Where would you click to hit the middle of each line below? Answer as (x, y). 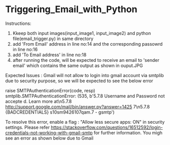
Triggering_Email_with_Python (71, 9)
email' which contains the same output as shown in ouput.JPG (78, 65)
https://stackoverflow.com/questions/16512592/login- (107, 127)
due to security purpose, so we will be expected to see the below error (79, 81)
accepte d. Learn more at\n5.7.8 (39, 101)
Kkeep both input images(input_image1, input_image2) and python (82, 33)
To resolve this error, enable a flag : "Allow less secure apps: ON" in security (85, 122)
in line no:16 (25, 49)
